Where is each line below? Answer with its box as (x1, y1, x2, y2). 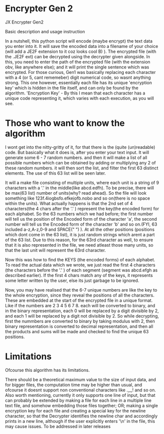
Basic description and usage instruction (5, 28, 85, 34)
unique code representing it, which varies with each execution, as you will (5, 95, 154, 101)
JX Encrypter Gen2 (5, 19, 44, 25)
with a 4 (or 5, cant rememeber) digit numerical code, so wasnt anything (5, 74, 151, 80)
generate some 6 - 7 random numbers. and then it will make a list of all (5, 155, 148, 160)
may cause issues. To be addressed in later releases (5, 423, 111, 429)
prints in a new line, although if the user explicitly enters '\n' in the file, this (5, 418, 155, 424)
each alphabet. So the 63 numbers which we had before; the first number (5, 211, 153, 217)
